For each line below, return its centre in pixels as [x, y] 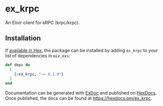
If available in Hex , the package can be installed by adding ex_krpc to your [81, 50]
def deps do [17, 65]
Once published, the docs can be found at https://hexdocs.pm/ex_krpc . [79, 98]
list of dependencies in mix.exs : [38, 55]
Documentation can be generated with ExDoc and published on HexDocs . [81, 93]
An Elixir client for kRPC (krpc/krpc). [42, 22]
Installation [23, 38]
